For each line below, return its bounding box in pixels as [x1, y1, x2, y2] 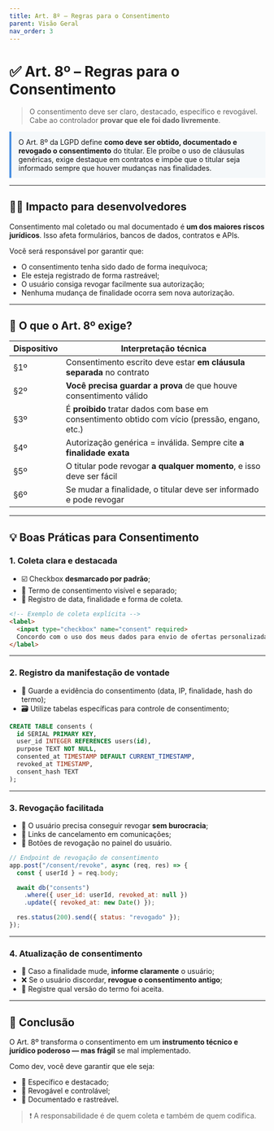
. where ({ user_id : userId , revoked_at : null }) [24, 891, 188, 900]
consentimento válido [65, 390, 149, 401]
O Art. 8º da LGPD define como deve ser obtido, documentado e [18, 137, 237, 147]
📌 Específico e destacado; [20, 1077, 109, 1087]
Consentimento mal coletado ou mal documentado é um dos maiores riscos [9, 221, 265, 231]
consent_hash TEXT [16, 767, 80, 776]
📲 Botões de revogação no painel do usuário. [20, 838, 172, 848]
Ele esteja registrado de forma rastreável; [20, 270, 160, 280]
